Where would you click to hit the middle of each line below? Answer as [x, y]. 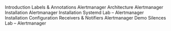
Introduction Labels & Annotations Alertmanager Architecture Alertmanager [84, 7]
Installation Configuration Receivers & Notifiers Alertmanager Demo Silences [85, 18]
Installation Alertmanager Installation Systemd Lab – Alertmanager [74, 12]
